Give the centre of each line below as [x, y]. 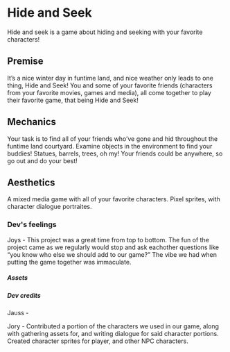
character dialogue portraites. [50, 207]
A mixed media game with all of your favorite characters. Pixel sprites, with [114, 199]
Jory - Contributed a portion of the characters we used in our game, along [113, 326]
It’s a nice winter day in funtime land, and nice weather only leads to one [110, 78]
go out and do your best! [42, 160]
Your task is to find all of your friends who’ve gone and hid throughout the [113, 139]
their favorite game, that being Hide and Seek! [73, 100]
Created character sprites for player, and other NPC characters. [98, 341]
